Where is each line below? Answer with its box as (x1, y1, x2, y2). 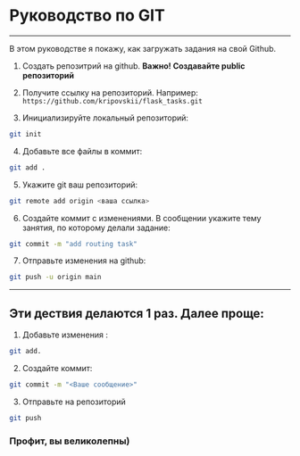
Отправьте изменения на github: (21, 255, 146, 266)
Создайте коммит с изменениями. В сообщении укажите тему (21, 212, 262, 223)
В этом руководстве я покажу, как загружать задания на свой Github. (9, 43, 277, 54)
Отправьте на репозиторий (21, 396, 127, 407)
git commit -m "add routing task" (9, 239, 138, 248)
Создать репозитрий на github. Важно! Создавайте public (21, 60, 246, 71)
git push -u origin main (9, 273, 102, 282)
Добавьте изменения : (21, 329, 109, 340)
